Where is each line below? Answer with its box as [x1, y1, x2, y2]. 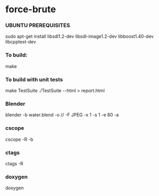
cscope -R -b [5, 136, 33, 142]
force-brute [5, 4, 56, 15]
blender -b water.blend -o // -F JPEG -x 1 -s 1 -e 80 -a [5, 112, 119, 118]
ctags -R [5, 160, 24, 166]
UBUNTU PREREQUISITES [5, 22, 71, 29]
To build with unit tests [5, 76, 63, 83]
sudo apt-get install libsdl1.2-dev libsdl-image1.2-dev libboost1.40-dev [5, 33, 154, 39]
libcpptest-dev [5, 39, 36, 45]
